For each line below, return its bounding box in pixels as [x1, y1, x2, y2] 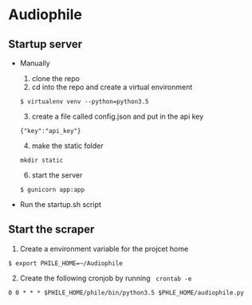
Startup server [8, 37, 83, 51]
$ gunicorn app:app [19, 186, 85, 194]
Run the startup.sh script [19, 200, 102, 209]
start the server [31, 170, 83, 180]
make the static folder [31, 141, 104, 151]
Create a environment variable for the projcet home [19, 244, 189, 253]
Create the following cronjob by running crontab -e [19, 273, 192, 283]
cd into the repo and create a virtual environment [31, 82, 193, 92]
